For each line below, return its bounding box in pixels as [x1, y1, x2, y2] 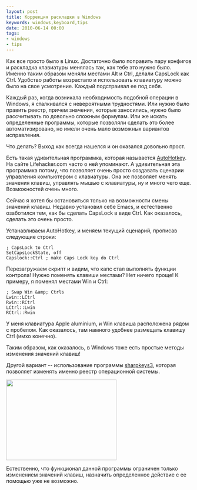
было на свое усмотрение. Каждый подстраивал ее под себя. [6, 82, 163, 89]
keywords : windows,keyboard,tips [6, 19, 88, 25]
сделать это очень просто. [6, 215, 74, 222]
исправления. [6, 131, 41, 138]
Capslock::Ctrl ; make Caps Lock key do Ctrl [6, 255, 119, 261]
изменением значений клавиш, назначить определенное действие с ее [6, 471, 187, 478]
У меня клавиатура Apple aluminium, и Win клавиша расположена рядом [6, 320, 189, 327]
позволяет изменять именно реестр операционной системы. [6, 368, 161, 375]
